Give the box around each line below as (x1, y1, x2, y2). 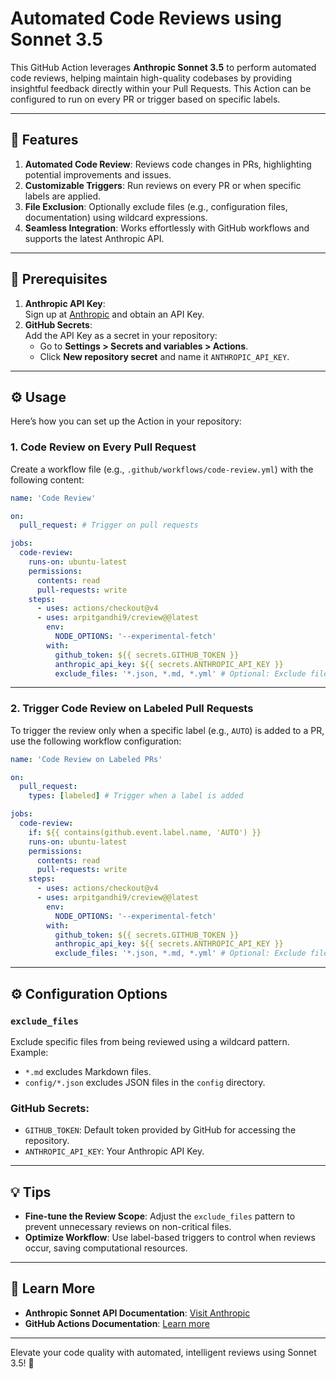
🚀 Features (10, 132, 79, 149)
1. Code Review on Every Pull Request (10, 440, 197, 454)
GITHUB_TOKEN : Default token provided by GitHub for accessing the (24, 1124, 297, 1136)
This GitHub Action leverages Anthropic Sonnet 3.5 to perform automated (10, 61, 317, 73)
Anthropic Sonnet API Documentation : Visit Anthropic (24, 1307, 251, 1319)
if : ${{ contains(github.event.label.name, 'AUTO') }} (28, 827, 262, 837)
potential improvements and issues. (24, 168, 172, 181)
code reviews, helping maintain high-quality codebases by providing (10, 72, 293, 84)
